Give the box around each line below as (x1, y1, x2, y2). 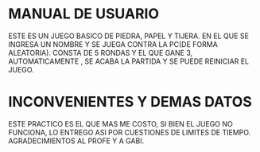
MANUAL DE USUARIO (8, 5, 160, 23)
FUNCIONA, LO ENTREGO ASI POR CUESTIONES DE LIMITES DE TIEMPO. (8, 127, 251, 137)
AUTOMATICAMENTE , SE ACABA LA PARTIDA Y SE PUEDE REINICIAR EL (8, 57, 250, 66)
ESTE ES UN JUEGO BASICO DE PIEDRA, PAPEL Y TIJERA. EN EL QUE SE (8, 31, 249, 41)
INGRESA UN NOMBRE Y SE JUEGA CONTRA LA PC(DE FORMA (8, 39, 219, 49)
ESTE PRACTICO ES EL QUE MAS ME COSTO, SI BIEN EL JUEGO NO (8, 119, 233, 128)
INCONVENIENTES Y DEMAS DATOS (8, 93, 252, 111)
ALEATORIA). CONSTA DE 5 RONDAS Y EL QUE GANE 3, (8, 48, 193, 57)
